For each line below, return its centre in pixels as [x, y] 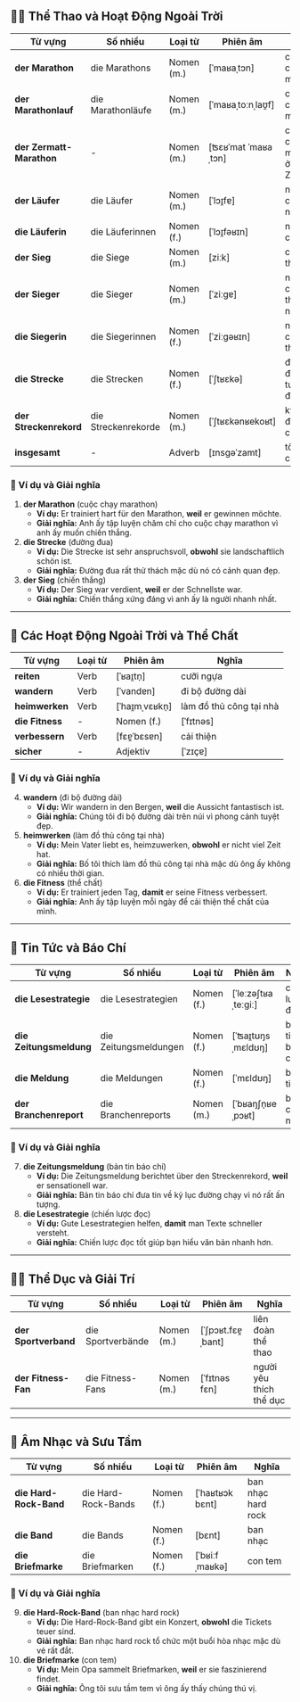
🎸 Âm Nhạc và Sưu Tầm [76, 1442]
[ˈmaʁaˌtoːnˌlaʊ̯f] [242, 104]
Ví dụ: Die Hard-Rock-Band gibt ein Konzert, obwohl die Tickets [154, 1622]
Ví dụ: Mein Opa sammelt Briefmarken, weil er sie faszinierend [151, 1670]
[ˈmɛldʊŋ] [252, 1078]
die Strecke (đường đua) [68, 542]
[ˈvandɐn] [135, 690]
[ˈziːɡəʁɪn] [230, 336]
